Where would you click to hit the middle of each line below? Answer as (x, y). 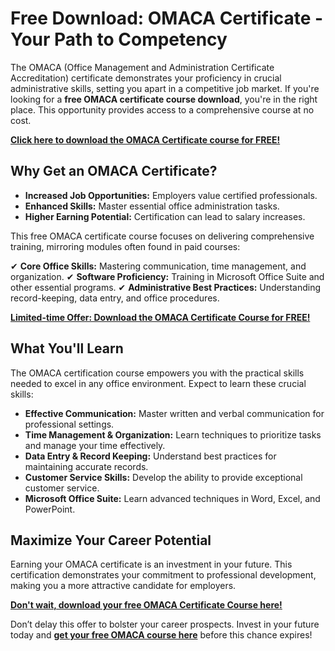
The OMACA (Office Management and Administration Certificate (142, 67)
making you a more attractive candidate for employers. (123, 586)
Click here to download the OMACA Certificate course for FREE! (145, 139)
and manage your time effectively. (95, 445)
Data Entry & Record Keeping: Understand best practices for (150, 456)
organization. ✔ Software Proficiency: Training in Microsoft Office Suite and (167, 276)
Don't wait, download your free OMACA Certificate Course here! (146, 605)
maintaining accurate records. (86, 466)
